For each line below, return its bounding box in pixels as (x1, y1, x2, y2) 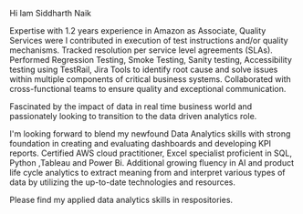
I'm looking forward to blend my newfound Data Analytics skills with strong (9, 128, 291, 139)
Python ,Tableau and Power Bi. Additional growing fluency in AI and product (9, 158, 295, 168)
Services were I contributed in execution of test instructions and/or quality (9, 36, 289, 46)
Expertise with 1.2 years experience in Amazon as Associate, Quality (9, 25, 266, 36)
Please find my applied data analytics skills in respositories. (9, 195, 234, 205)
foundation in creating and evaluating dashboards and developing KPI (9, 138, 272, 148)
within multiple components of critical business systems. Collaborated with (9, 74, 292, 85)
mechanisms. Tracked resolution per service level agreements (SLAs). (9, 45, 274, 56)
